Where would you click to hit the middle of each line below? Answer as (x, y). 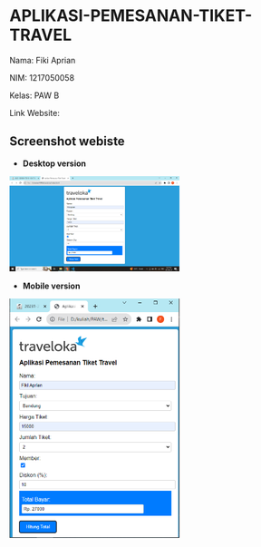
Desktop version (54, 163)
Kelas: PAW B (34, 95)
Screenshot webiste (67, 142)
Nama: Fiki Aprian (43, 60)
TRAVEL (41, 35)
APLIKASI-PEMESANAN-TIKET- (131, 16)
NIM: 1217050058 (42, 77)
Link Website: (35, 112)
